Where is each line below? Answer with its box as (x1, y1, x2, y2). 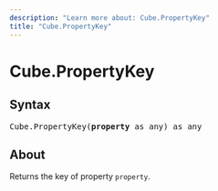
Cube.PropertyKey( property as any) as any (9, 121, 202, 132)
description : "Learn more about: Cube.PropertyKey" (9, 13, 210, 23)
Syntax (9, 97, 51, 113)
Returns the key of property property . (9, 171, 151, 182)
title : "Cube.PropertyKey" (9, 22, 112, 31)
